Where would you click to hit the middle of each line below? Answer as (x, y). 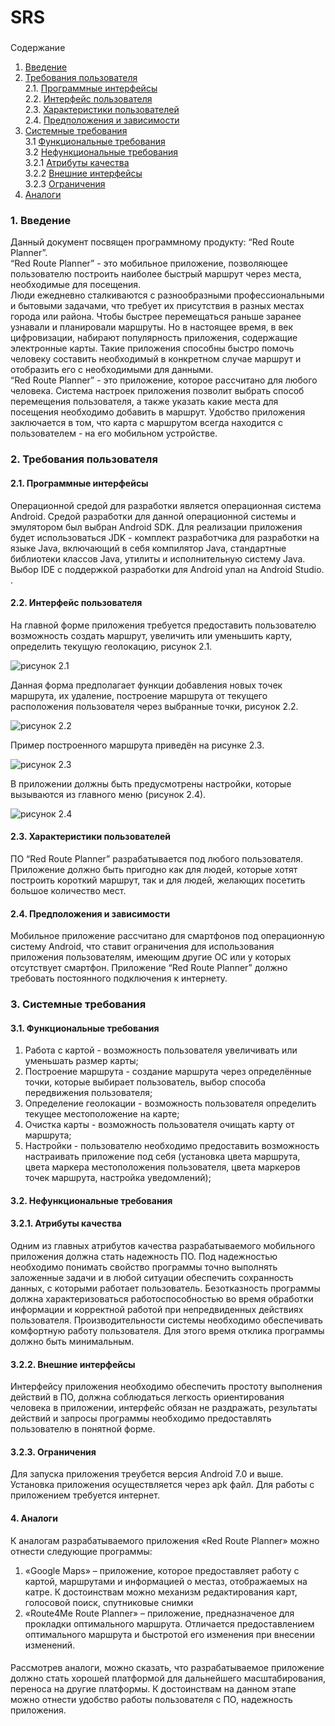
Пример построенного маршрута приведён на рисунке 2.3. (137, 745)
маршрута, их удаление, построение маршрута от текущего (139, 695)
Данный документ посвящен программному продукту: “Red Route (152, 242)
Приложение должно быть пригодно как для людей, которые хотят (154, 869)
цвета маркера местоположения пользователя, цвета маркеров (162, 1167)
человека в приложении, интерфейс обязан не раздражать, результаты (164, 1408)
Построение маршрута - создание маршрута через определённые (168, 1072)
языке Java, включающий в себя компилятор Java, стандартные (148, 548)
